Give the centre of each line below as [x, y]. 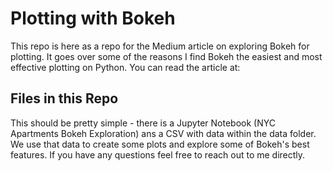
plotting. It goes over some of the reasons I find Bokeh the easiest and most [166, 56]
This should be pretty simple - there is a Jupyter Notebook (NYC [143, 123]
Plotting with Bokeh [93, 18]
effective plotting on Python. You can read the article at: [125, 67]
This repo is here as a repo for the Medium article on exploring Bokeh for [160, 46]
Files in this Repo [64, 98]
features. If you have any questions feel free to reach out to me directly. [158, 154]
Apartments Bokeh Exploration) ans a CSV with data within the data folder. [163, 133]
